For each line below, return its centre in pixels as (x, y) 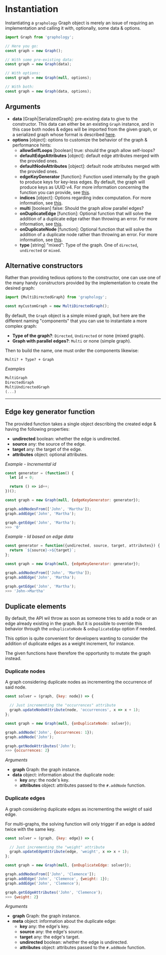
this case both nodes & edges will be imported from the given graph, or (85, 129)
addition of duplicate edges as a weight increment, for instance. (70, 644)
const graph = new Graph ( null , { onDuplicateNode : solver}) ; (68, 723)
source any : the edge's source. (52, 932)
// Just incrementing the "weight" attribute (57, 847)
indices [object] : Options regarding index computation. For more (85, 198)
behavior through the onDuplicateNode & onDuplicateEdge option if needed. (81, 629)
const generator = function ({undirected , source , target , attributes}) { (83, 546)
